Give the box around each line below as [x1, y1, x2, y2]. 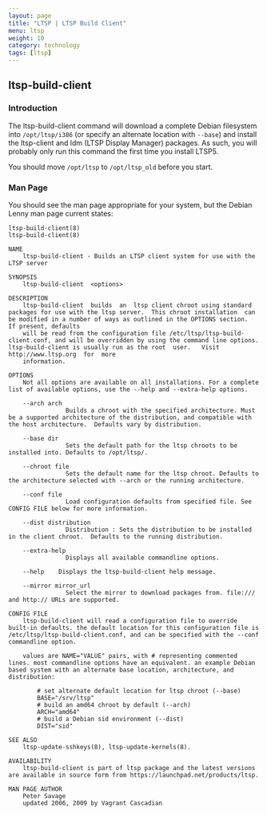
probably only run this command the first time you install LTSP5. [8, 146, 219, 156]
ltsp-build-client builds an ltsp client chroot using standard [22, 301, 252, 309]
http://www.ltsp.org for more [8, 350, 116, 358]
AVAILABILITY [8, 756, 52, 765]
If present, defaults [8, 322, 81, 330]
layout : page [8, 11, 52, 20]
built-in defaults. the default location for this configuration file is [8, 623, 260, 631]
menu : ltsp [8, 26, 45, 34]
